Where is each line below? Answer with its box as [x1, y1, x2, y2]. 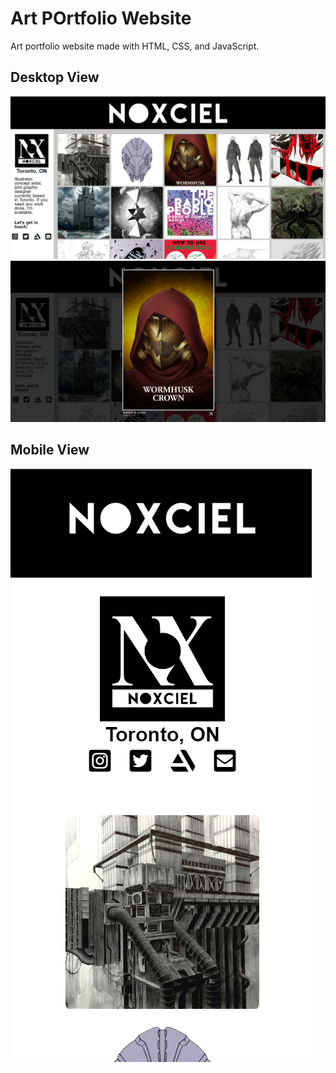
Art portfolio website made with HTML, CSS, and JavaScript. [10, 40, 260, 52]
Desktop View [10, 69, 100, 86]
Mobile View [10, 442, 90, 459]
